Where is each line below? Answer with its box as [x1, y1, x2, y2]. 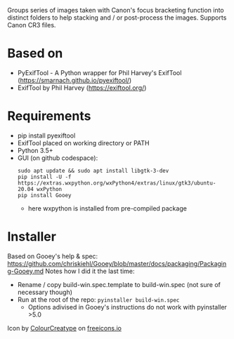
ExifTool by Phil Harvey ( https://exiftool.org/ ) [17, 84, 147, 92]
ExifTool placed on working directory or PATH [17, 138, 150, 147]
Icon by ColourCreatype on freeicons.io [7, 324, 122, 332]
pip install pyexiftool [17, 131, 76, 140]
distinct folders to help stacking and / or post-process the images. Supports [7, 13, 227, 22]
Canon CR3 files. [7, 21, 56, 29]
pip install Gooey [17, 192, 72, 199]
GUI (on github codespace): [17, 154, 98, 162]
